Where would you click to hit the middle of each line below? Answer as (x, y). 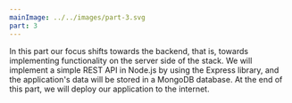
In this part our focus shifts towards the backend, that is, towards (129, 51)
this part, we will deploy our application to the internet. (109, 89)
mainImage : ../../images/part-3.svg (77, 17)
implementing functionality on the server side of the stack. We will (131, 60)
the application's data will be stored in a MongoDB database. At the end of (146, 79)
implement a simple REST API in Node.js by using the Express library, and (144, 70)
